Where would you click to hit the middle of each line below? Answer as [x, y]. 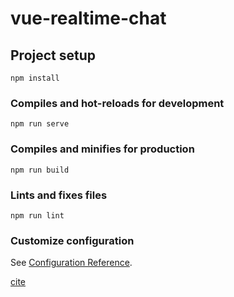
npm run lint [37, 215]
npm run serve [40, 124]
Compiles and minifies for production [102, 149]
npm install [35, 78]
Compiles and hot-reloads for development [117, 103]
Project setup [53, 55]
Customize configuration [72, 240]
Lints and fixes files [59, 195]
